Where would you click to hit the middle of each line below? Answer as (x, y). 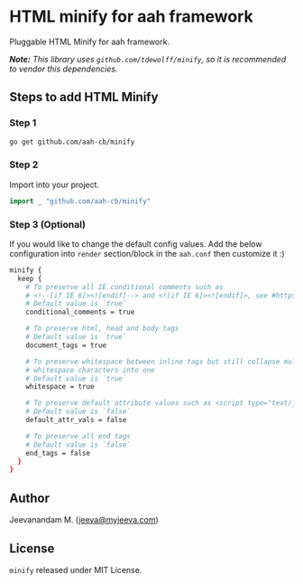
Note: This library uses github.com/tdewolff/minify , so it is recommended (148, 59)
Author (29, 498)
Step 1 (23, 123)
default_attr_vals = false (76, 420)
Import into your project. (55, 184)
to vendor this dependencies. (64, 69)
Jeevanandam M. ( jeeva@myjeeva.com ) (84, 520)
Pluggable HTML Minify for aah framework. (89, 42)
